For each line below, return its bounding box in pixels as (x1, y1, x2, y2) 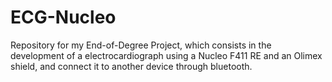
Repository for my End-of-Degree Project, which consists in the (10, 39, 272, 51)
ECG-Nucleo (10, 6, 117, 29)
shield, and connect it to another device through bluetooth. (10, 60, 253, 72)
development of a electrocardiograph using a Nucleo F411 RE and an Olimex (10, 49, 323, 61)
